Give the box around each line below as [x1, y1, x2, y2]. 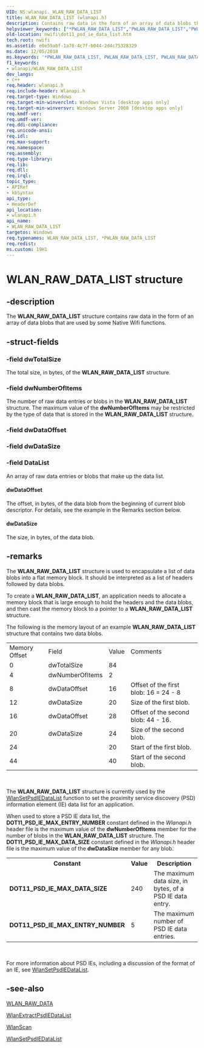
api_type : [6, 195, 32, 201]
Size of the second [130, 725, 184, 734]
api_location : [6, 207, 42, 213]
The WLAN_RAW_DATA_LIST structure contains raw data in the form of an [6, 312, 194, 320]
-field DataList [6, 458, 50, 467]
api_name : [6, 218, 32, 224]
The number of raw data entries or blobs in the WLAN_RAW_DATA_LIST [6, 398, 188, 405]
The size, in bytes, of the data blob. [6, 533, 95, 541]
